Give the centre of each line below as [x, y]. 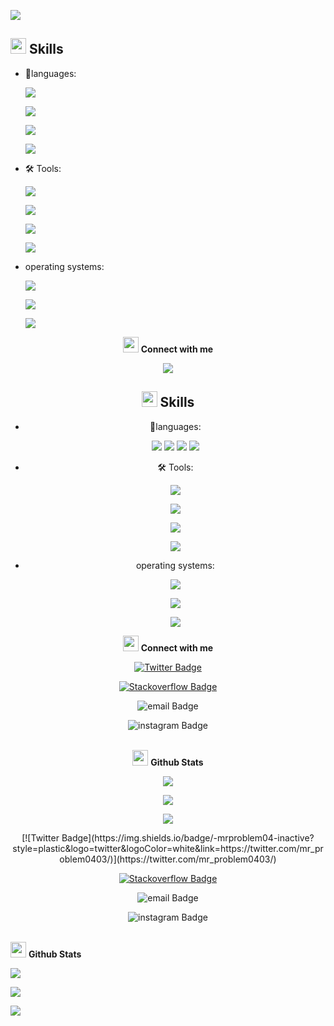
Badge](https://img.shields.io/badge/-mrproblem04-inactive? [188, 837]
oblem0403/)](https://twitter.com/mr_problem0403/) [168, 859]
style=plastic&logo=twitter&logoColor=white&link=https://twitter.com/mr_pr [168, 848]
